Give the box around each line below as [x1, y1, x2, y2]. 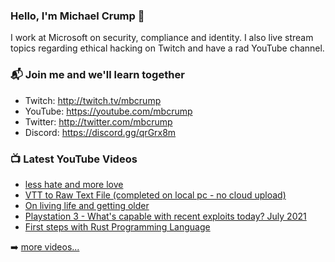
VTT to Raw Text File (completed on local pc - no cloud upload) [24, 189, 287, 201]
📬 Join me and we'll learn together [10, 68, 185, 82]
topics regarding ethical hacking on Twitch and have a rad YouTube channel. [10, 42, 325, 54]
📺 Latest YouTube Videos [10, 152, 138, 166]
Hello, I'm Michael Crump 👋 [10, 9, 145, 23]
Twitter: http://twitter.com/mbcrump [24, 115, 173, 128]
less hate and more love [24, 178, 124, 190]
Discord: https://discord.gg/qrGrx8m [24, 126, 177, 138]
